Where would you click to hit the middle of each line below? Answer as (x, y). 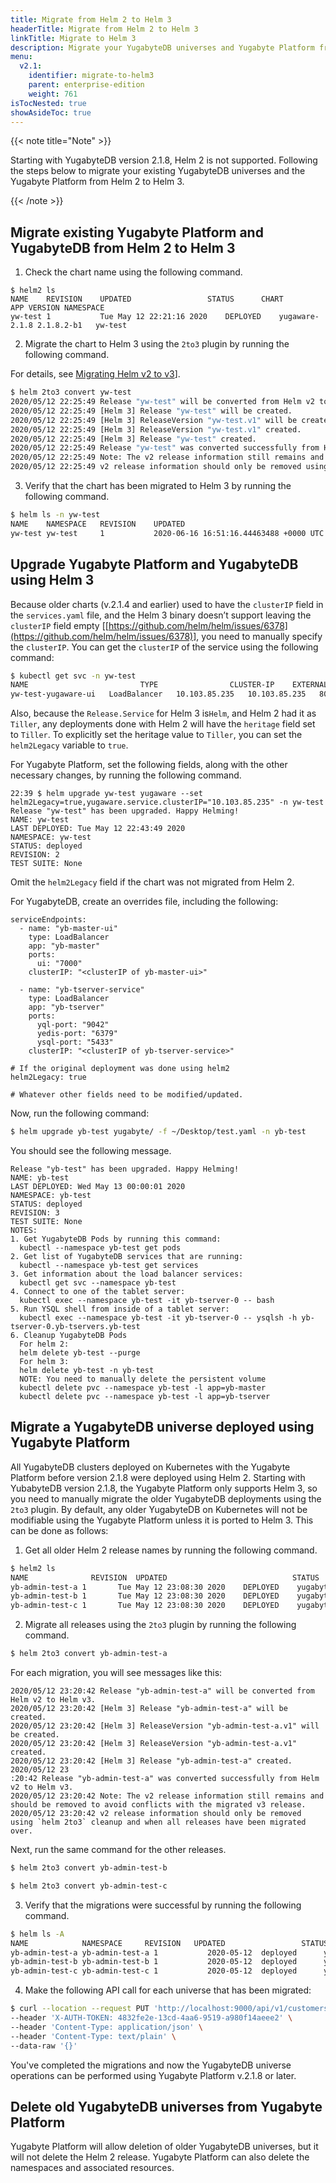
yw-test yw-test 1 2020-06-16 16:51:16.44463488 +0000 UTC (167, 533)
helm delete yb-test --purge (80, 1353)
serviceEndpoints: (48, 920)
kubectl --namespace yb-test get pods (100, 1248)
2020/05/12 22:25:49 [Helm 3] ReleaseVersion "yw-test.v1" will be (154, 420)
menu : (21, 57)
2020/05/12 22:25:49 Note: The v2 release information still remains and (167, 457)
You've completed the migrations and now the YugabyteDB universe (151, 2065)
